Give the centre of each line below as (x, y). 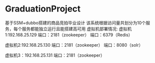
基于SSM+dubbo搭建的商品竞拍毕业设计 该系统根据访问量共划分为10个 (76, 23)
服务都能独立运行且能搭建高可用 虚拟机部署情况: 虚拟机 (77, 29)
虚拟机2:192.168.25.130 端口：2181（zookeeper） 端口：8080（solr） (74, 45)
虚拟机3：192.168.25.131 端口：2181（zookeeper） (55, 55)
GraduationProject (43, 9)
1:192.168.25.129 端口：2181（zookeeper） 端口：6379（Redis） (69, 35)
